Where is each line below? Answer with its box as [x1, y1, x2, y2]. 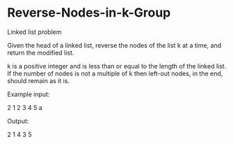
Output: [7, 116, 29, 125]
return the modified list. [7, 48, 74, 57]
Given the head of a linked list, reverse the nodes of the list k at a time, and [7, 41, 221, 49]
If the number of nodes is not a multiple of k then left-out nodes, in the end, [7, 69, 223, 78]
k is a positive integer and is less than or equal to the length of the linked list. [7, 62, 227, 70]
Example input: [7, 90, 50, 98]
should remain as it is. [7, 76, 70, 84]
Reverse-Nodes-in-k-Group [7, 5, 171, 21]
